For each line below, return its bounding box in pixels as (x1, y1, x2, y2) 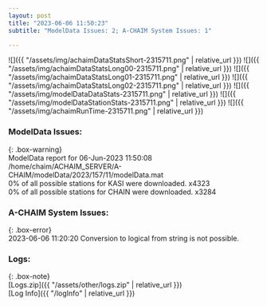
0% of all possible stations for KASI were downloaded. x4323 (8, 178, 210, 188)
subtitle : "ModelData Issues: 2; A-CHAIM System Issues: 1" (8, 26, 213, 34)
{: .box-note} (8, 272, 50, 281)
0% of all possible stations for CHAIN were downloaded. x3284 (8, 187, 217, 197)
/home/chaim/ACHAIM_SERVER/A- (8, 161, 122, 171)
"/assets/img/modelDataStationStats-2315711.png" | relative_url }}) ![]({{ (8, 97, 245, 108)
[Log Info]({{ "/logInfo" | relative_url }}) (8, 288, 135, 298)
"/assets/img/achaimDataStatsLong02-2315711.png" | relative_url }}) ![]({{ (8, 81, 249, 90)
